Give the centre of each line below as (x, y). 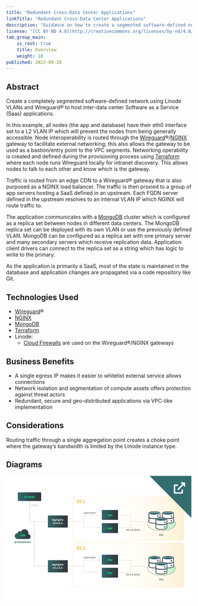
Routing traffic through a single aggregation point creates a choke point (93, 439)
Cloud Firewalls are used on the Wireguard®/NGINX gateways (98, 343)
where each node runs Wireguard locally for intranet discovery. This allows (97, 163)
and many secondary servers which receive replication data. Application (94, 242)
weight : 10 (30, 56)
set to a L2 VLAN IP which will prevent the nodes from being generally (91, 131)
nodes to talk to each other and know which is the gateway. (78, 169)
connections (30, 382)
